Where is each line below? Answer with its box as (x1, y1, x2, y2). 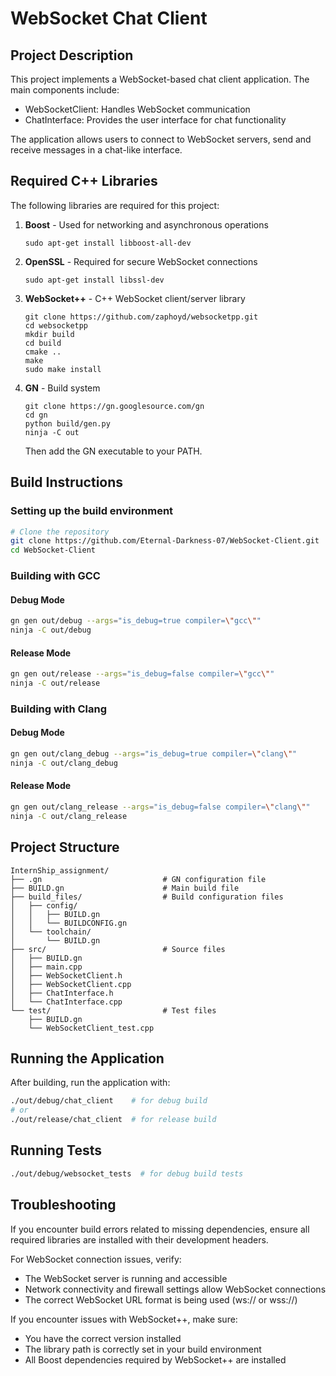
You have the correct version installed (24, 1332, 182, 1344)
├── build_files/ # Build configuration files (10, 892, 284, 902)
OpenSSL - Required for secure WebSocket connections (24, 255, 258, 267)
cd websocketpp (24, 320, 89, 331)
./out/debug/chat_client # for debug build (10, 1096, 208, 1106)
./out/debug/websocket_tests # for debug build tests (10, 1168, 244, 1179)
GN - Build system (24, 382, 101, 394)
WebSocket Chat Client (10, 7, 208, 30)
